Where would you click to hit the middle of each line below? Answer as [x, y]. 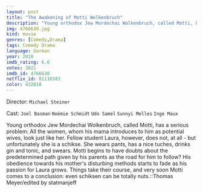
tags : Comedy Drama [31, 46]
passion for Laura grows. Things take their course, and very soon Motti [95, 170]
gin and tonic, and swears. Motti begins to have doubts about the [87, 150]
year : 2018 [20, 57]
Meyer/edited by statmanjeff [41, 182]
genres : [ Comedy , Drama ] [36, 40]
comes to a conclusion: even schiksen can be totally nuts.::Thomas [90, 176]
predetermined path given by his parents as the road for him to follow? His [99, 157]
